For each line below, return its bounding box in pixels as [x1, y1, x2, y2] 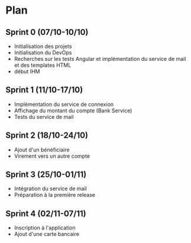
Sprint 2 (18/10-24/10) [5, 131, 89, 141]
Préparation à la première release [14, 192, 96, 199]
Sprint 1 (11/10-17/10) [5, 85, 83, 95]
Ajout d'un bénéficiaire [14, 146, 70, 153]
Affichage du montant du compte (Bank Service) [14, 107, 132, 114]
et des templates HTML [14, 61, 72, 69]
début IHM [14, 68, 40, 74]
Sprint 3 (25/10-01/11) [5, 170, 87, 180]
